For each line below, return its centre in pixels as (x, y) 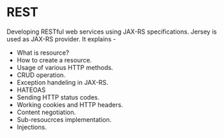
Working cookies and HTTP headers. (70, 104)
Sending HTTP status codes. (58, 97)
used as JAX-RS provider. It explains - (61, 39)
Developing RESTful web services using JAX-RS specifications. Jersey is (112, 32)
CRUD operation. (41, 75)
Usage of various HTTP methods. (65, 67)
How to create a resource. (54, 60)
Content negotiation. (46, 112)
